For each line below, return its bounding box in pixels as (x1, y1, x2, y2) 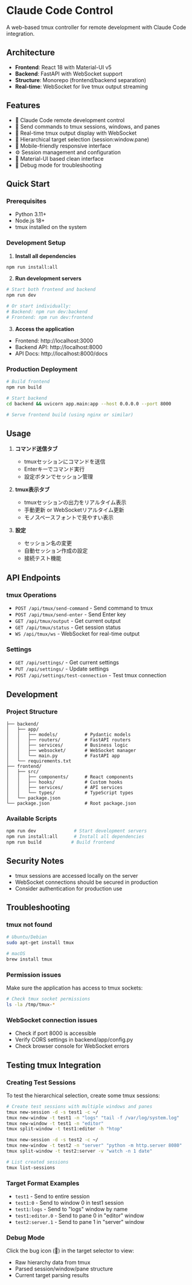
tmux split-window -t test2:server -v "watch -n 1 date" (6, 1148, 153, 1155)
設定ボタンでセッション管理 (24, 473, 94, 480)
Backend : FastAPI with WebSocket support (14, 70, 123, 77)
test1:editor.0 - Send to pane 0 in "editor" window (14, 1212, 144, 1219)
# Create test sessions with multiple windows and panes (6, 1103, 153, 1109)
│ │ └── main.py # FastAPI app (6, 753, 120, 759)
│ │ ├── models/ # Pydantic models (6, 732, 131, 738)
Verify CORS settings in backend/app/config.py (14, 1036, 133, 1043)
